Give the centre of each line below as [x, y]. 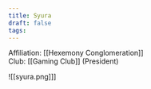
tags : [17, 30]
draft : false [30, 23]
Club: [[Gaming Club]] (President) [64, 61]
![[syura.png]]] [32, 77]
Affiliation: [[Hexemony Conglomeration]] [76, 53]
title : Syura [30, 15]
